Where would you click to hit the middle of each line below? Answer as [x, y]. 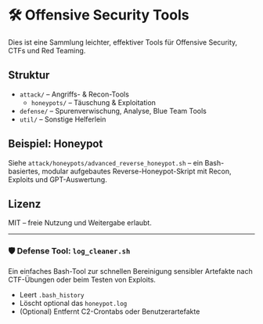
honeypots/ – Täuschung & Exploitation [94, 102]
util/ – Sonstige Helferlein [63, 119]
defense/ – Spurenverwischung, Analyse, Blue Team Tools [113, 111]
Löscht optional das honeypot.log [73, 303]
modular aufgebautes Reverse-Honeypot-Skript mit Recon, [137, 171]
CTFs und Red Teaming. [47, 50]
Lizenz [25, 204]
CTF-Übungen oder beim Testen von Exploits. [82, 279]
